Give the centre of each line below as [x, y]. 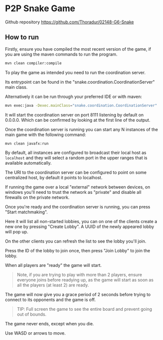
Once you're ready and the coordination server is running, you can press [78, 207]
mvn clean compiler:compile [33, 63]
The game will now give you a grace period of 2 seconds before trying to [78, 295]
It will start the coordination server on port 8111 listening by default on [74, 114]
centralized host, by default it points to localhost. [54, 178]
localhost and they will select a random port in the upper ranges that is [76, 158]
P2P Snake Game [40, 9]
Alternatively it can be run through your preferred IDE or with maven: [73, 96]
